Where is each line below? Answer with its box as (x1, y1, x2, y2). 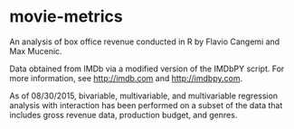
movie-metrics (9, 6, 124, 27)
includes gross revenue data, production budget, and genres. (9, 109, 238, 120)
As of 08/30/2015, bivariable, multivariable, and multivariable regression (9, 90, 279, 101)
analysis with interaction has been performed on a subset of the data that (9, 99, 283, 110)
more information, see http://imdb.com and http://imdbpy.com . (9, 72, 242, 83)
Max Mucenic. (9, 45, 62, 56)
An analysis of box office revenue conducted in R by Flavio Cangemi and (9, 36, 280, 47)
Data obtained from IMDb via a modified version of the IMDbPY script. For (9, 63, 285, 74)
